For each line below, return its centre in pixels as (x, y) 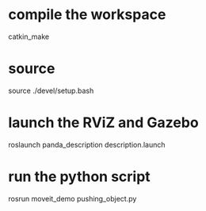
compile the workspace (87, 15)
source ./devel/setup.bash (51, 90)
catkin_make (29, 36)
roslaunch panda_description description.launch (87, 144)
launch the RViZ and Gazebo (104, 123)
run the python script (79, 177)
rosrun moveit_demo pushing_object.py (72, 198)
